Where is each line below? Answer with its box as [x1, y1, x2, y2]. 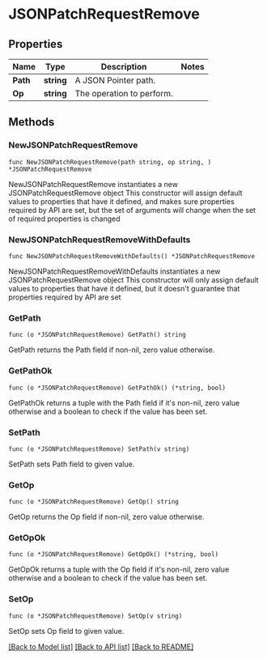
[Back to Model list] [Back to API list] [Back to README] [8, 641, 194, 652]
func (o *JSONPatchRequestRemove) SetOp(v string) [8, 612, 183, 620]
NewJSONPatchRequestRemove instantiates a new [8, 179, 178, 189]
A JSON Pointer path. [74, 74, 156, 86]
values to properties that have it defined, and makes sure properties [8, 196, 235, 206]
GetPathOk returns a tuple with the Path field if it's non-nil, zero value [8, 398, 240, 407]
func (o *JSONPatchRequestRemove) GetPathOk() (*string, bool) [8, 384, 227, 392]
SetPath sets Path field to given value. [8, 459, 135, 469]
